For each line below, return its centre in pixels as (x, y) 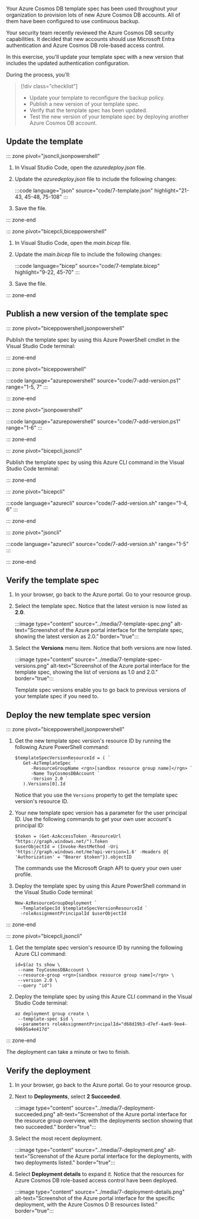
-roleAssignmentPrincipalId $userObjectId (73, 914)
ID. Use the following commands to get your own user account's (93, 819)
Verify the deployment (48, 1071)
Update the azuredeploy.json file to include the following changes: (95, 179)
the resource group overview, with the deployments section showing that (104, 1121)
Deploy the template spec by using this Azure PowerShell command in (100, 886)
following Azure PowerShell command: (62, 747)
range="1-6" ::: (24, 428)
